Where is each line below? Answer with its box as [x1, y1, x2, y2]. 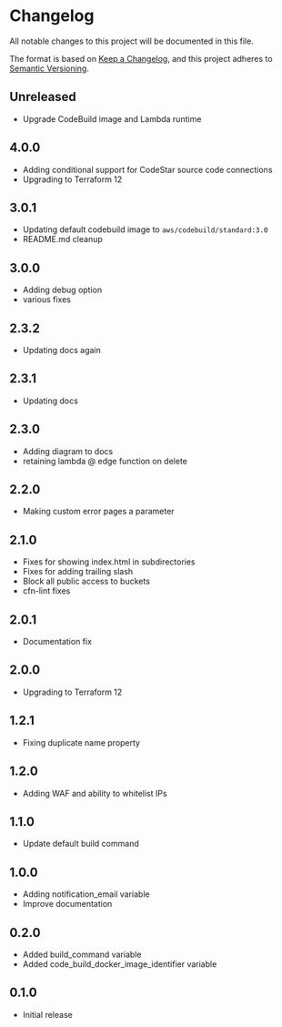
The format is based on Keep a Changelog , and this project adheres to [9, 53, 273, 64]
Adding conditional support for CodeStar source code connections [22, 164, 273, 175]
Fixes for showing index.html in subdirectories [22, 556, 196, 567]
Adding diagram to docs [22, 445, 114, 456]
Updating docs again [22, 345, 102, 355]
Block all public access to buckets [22, 575, 150, 587]
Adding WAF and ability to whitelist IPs [22, 788, 167, 798]
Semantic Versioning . [9, 63, 89, 74]
